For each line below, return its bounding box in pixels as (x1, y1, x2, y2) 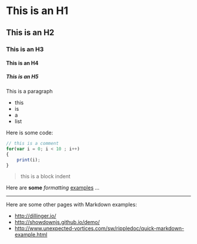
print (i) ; (16, 157, 41, 162)
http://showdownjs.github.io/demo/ (14, 219, 100, 226)
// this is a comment (6, 141, 59, 147)
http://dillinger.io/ (14, 212, 57, 219)
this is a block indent (20, 173, 71, 180)
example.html (14, 231, 48, 238)
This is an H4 (6, 60, 39, 67)
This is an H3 (6, 45, 44, 53)
